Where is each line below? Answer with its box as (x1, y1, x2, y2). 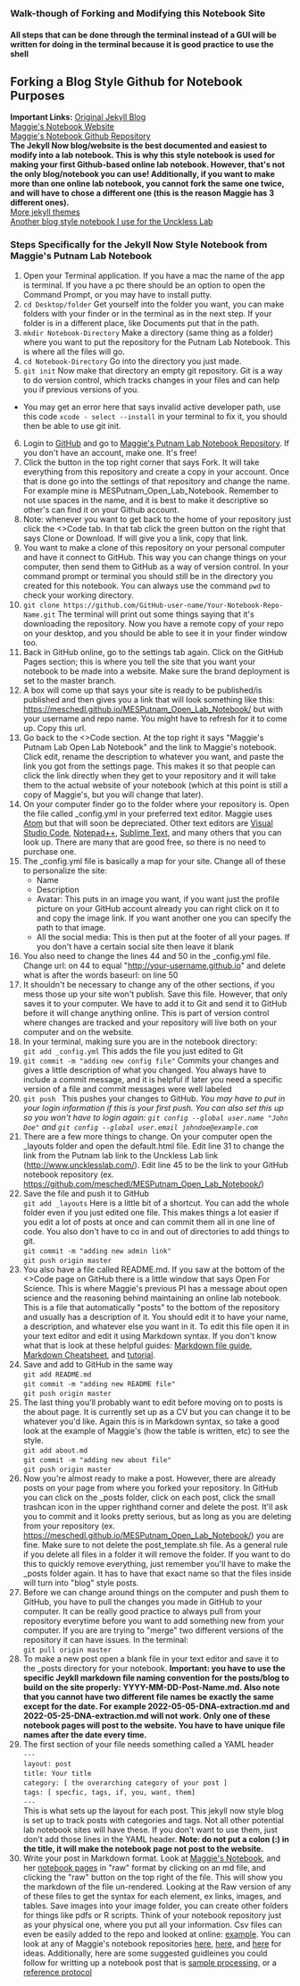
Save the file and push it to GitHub (22, 1188, 150, 1199)
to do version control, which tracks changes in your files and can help (22, 374, 280, 385)
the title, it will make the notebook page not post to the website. (22, 1843, 264, 1854)
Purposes (10, 88, 65, 103)
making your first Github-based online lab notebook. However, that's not (10, 159, 285, 170)
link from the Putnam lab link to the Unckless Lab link (22, 1149, 219, 1160)
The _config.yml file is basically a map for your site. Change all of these (22, 855, 287, 866)
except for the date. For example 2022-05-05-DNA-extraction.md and (22, 1701, 290, 1712)
